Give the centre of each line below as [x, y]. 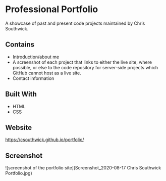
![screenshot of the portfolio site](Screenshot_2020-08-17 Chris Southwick [83, 168]
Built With [21, 94]
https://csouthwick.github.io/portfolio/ [45, 140]
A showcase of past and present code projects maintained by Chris [75, 23]
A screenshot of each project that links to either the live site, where [82, 62]
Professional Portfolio [52, 9]
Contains [20, 45]
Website [18, 127]
